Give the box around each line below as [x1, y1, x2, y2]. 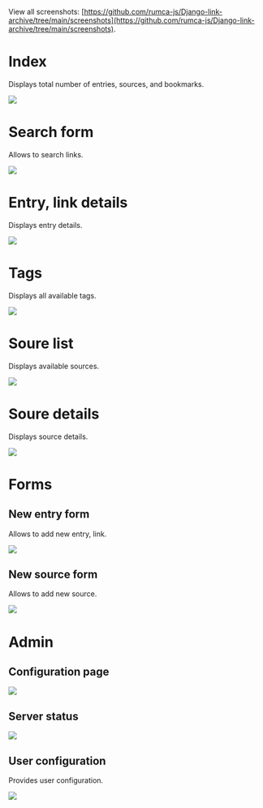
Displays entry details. [8, 220, 83, 230]
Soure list [8, 334, 75, 352]
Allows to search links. [8, 149, 84, 159]
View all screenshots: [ [8, 7, 84, 16]
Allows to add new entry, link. [8, 529, 107, 539]
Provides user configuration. [8, 776, 104, 785]
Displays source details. [8, 432, 88, 441]
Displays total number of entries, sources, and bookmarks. [8, 79, 205, 88]
